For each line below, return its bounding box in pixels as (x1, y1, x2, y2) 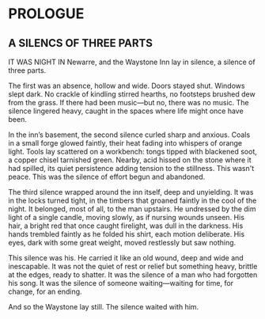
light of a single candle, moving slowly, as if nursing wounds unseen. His (8, 213, 245, 222)
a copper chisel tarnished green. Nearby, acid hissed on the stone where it (8, 155, 252, 165)
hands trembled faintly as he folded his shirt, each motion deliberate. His (8, 230, 245, 238)
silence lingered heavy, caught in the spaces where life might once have (8, 106, 244, 116)
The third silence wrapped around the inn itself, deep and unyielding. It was (8, 188, 254, 196)
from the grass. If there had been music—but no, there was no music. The (8, 98, 249, 107)
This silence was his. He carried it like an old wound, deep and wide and (8, 253, 244, 262)
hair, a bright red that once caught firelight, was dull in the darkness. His (8, 221, 244, 230)
